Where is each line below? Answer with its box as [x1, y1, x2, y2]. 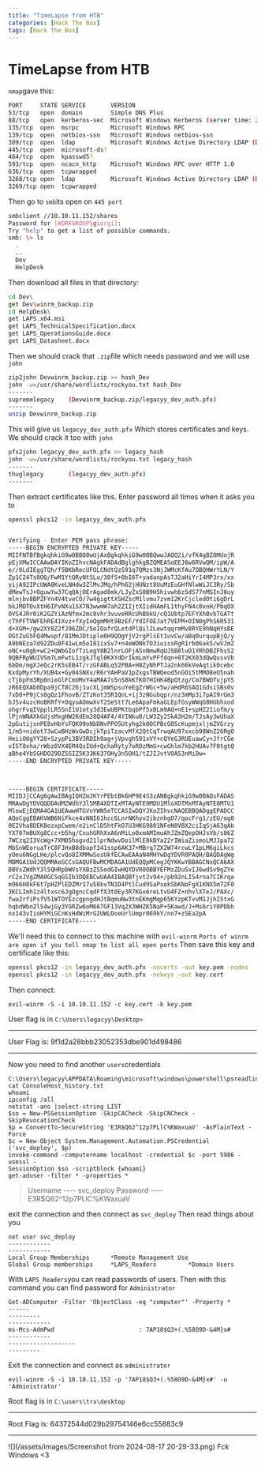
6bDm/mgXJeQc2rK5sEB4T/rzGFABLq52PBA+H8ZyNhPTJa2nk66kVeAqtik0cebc [8, 661, 235, 670]
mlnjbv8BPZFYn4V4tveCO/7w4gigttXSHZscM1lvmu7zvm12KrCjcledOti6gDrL [8, 596, 235, 603]
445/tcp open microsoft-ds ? [8, 145, 108, 154]
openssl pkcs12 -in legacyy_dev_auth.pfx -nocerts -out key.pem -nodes [8, 964, 248, 972]
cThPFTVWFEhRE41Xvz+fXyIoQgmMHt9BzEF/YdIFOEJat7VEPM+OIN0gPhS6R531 [8, 618, 235, 626]
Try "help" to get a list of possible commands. [8, 227, 171, 235]
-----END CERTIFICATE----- [8, 917, 97, 925]
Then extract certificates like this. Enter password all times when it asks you [8, 491, 255, 502]
